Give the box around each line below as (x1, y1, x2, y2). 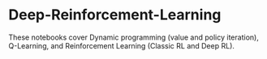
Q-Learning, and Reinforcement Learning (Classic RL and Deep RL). (8, 40, 235, 50)
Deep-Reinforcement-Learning (8, 6, 222, 24)
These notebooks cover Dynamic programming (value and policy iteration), (8, 32, 260, 42)
